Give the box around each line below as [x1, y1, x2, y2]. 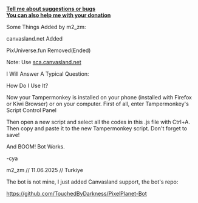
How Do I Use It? [6, 82, 49, 89]
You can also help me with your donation [6, 12, 111, 19]
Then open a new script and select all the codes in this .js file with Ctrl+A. [6, 118, 190, 125]
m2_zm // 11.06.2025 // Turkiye [6, 167, 84, 173]
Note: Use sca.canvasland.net [6, 59, 82, 65]
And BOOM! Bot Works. [6, 143, 65, 150]
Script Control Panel [6, 107, 56, 114]
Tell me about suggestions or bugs [6, 5, 96, 12]
